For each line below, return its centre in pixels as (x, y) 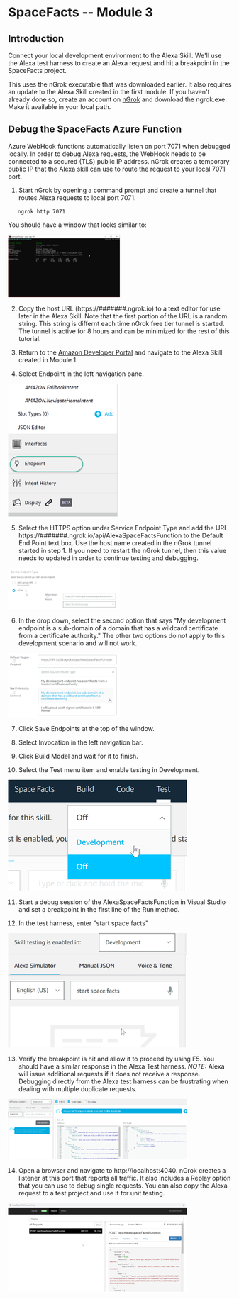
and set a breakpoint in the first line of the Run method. (99, 910)
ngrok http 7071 (41, 211)
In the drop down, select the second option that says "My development (122, 620)
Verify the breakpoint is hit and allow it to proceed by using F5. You (116, 1059)
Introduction (36, 39)
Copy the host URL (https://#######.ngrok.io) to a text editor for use (119, 308)
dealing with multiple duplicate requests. (78, 1089)
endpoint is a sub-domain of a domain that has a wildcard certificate (118, 628)
